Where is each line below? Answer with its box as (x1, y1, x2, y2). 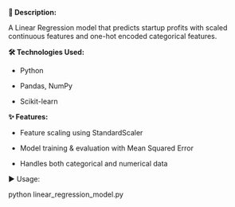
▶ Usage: (8, 174, 41, 183)
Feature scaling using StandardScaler (19, 128, 143, 137)
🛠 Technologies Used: (8, 48, 85, 57)
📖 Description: (8, 8, 57, 17)
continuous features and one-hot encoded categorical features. (8, 32, 217, 41)
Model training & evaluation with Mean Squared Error (19, 143, 194, 153)
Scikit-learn (19, 96, 58, 106)
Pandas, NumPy (19, 81, 73, 91)
